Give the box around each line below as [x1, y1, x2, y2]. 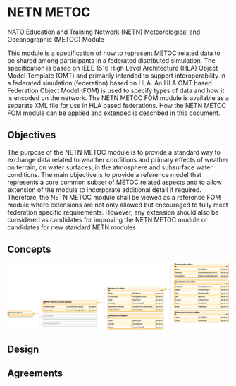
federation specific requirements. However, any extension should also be [7, 207, 220, 216]
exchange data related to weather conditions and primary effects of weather [7, 155, 229, 164]
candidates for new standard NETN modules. [7, 223, 138, 231]
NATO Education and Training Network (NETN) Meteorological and [7, 28, 201, 36]
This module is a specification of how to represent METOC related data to [7, 49, 221, 57]
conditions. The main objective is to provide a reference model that [7, 170, 202, 179]
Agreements [7, 368, 63, 380]
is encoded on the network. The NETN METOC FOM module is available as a [7, 93, 230, 102]
